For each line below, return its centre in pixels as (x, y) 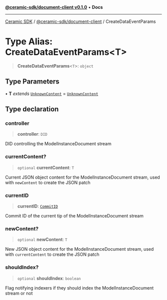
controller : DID (32, 134)
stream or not (19, 293)
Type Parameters (32, 82)
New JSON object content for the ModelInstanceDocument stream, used (80, 249)
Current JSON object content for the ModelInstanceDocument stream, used (83, 177)
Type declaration (32, 109)
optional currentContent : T (46, 167)
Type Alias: (29, 42)
